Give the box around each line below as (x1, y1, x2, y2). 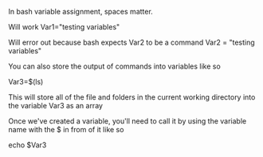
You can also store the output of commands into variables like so (8, 61, 221, 71)
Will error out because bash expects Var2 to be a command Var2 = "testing (8, 37, 255, 47)
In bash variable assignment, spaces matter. (8, 7, 153, 16)
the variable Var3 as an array (8, 101, 104, 110)
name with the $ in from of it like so (8, 125, 124, 134)
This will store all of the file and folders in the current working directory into (8, 92, 256, 102)
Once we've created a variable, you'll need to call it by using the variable (8, 116, 247, 126)
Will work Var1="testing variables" (8, 22, 120, 31)
